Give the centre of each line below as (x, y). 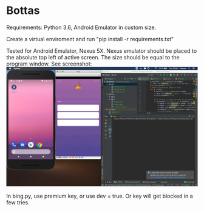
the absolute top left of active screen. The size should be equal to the (93, 57)
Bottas (23, 11)
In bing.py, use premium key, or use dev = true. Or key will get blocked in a (100, 196)
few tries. (18, 202)
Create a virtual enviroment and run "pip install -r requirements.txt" (90, 39)
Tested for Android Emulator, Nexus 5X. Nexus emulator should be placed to (102, 51)
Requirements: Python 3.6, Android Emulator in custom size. (81, 27)
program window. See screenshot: (49, 64)
